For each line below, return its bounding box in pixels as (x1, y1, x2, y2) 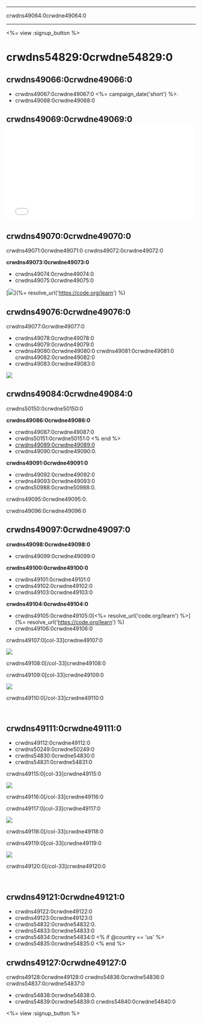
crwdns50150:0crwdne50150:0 (6, 405, 84, 412)
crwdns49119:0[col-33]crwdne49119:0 (6, 840, 102, 847)
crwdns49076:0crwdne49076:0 (6, 307, 131, 317)
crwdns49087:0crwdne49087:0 (14, 428, 94, 435)
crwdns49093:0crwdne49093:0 (14, 477, 95, 485)
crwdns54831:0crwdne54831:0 (14, 759, 93, 766)
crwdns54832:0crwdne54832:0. (14, 921, 96, 928)
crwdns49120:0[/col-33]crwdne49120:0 (6, 862, 106, 870)
